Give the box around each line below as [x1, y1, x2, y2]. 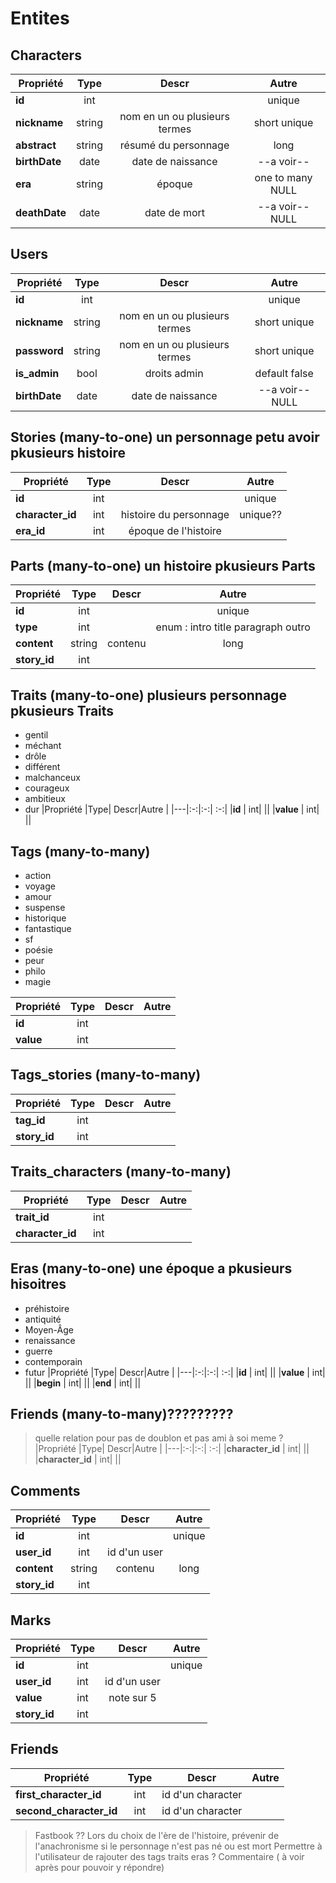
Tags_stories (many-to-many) [10, 1067, 202, 1084]
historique [24, 912, 67, 924]
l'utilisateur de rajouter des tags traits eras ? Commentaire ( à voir [34, 1850, 305, 1862]
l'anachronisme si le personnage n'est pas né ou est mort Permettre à [34, 1840, 323, 1852]
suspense [24, 902, 66, 914]
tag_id [15, 1113, 46, 1127]
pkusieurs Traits [10, 702, 115, 719]
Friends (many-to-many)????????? [10, 1405, 234, 1422]
